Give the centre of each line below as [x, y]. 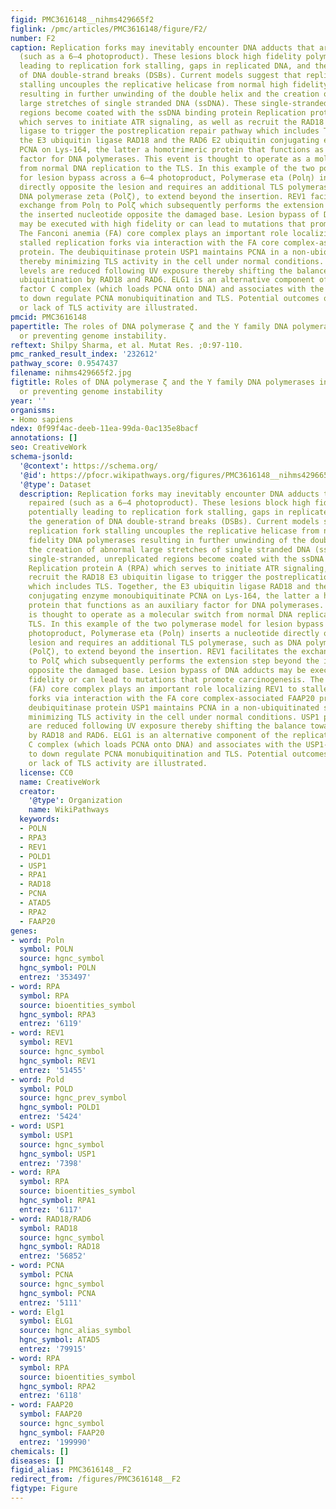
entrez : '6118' [51, 1396]
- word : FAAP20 [42, 1405]
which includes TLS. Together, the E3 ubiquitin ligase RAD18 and [169, 587]
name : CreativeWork [60, 782]
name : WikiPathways [69, 810]
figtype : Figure [44, 1489]
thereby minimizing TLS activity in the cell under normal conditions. [172, 261]
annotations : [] [44, 438]
